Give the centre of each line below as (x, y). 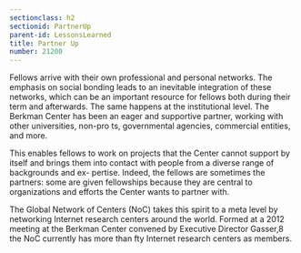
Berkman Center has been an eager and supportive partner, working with (146, 116)
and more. (29, 136)
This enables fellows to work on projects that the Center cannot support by (150, 153)
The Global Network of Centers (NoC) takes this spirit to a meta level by (144, 209)
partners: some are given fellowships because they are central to (131, 182)
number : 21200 (36, 52)
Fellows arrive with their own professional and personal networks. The (141, 77)
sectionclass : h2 (42, 18)
